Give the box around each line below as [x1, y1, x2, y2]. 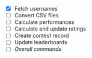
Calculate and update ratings [14, 25, 87, 32]
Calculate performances [14, 19, 75, 26]
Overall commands [14, 45, 62, 53]
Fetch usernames [14, 5, 58, 12]
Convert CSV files [14, 12, 59, 19]
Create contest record [14, 32, 70, 39]
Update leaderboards [14, 39, 67, 46]
